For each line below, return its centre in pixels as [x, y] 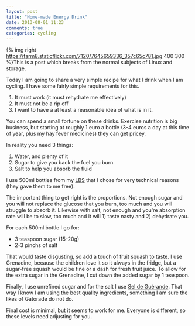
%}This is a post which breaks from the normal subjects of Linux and [89, 63]
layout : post [22, 11]
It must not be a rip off [41, 104]
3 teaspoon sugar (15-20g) [47, 239]
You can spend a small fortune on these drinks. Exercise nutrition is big [92, 121]
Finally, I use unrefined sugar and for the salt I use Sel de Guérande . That [94, 287]
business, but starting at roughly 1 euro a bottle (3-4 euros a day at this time [97, 128]
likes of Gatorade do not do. [40, 299]
